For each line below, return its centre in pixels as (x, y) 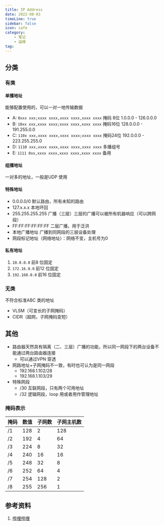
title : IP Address (24, 10)
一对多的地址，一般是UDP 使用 (36, 177)
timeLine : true (21, 19)
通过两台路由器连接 (36, 352)
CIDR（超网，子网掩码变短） (41, 317)
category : (15, 33)
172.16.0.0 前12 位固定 (35, 268)
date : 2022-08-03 (23, 14)
